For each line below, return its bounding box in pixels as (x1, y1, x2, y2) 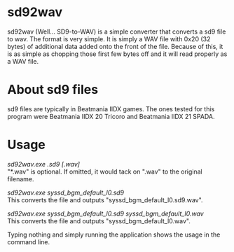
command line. (7, 237, 50, 246)
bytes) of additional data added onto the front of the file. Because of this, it (7, 42, 223, 50)
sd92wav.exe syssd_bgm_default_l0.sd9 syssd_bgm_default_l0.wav (7, 209, 205, 218)
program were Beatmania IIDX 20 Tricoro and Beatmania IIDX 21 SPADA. (7, 112, 215, 120)
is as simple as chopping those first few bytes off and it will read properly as (7, 50, 228, 58)
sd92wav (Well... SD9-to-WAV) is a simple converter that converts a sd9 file (7, 27, 226, 36)
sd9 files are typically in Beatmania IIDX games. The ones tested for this (7, 104, 215, 113)
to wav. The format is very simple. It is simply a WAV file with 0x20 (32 (7, 34, 211, 43)
